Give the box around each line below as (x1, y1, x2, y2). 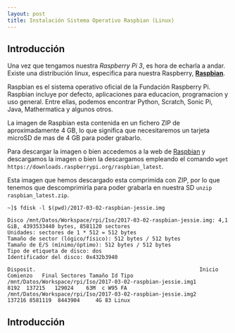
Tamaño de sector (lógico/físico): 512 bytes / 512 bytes (7, 235, 181, 243)
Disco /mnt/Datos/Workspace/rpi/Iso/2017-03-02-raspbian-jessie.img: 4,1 (7, 217, 229, 224)
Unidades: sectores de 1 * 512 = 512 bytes (7, 230, 137, 237)
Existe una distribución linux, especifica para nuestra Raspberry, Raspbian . (7, 69, 225, 77)
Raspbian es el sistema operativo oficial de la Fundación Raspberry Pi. (7, 82, 211, 92)
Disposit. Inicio (7, 266, 219, 273)
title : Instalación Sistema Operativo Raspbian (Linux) (7, 17, 174, 24)
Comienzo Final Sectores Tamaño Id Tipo (7, 272, 134, 279)
